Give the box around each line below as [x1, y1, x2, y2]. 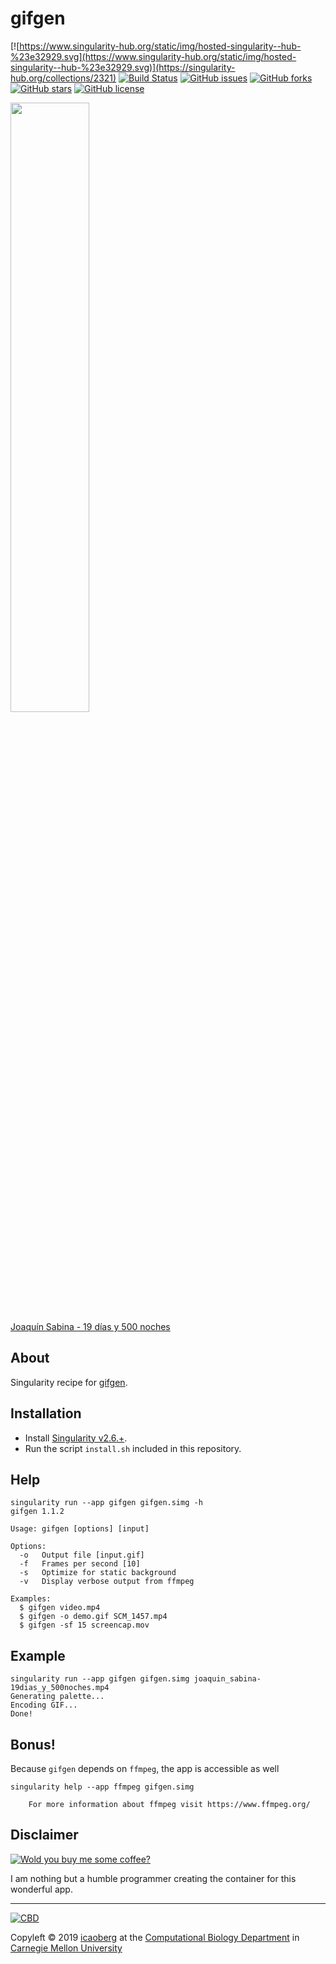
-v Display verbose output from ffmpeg [19, 1577, 195, 1587]
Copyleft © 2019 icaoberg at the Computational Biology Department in [10, 1931, 300, 1943]
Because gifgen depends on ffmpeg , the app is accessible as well [10, 1763, 280, 1774]
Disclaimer [10, 1827, 79, 1844]
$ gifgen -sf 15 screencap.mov [19, 1620, 150, 1631]
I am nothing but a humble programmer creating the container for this [10, 1872, 297, 1884]
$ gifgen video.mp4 [19, 1603, 101, 1613]
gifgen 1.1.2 [10, 1507, 65, 1517]
